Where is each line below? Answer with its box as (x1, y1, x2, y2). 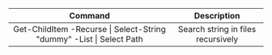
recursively (195, 33, 239, 45)
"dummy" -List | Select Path (36, 33, 143, 45)
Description (193, 10, 240, 21)
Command (69, 10, 111, 21)
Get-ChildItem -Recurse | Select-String (13, 24, 166, 34)
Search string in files (177, 24, 257, 34)
